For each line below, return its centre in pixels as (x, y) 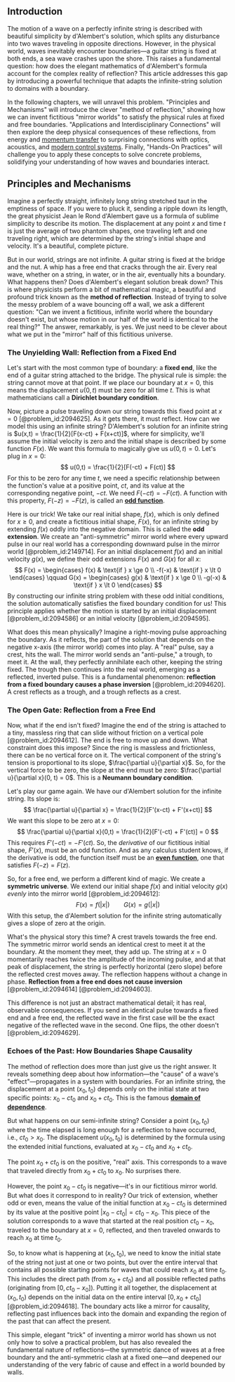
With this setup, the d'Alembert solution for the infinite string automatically (115, 916)
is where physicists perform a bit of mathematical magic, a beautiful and (112, 289)
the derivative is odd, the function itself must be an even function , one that (116, 858)
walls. (16, 1372)
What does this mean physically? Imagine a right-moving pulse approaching (117, 632)
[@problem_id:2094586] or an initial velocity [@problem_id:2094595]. (109, 618)
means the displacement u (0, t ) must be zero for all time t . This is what (109, 390)
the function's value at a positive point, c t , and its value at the (96, 486)
